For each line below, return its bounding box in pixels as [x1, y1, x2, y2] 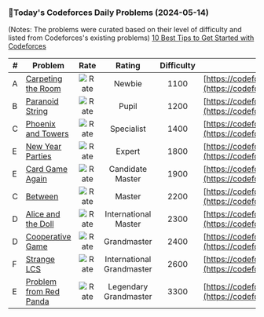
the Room [25, 83, 61, 94]
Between [25, 191, 59, 202]
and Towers [25, 129, 69, 140]
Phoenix [25, 118, 57, 129]
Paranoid [25, 96, 59, 107]
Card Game [25, 164, 68, 175]
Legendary [108, 282, 148, 293]
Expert [115, 146, 141, 157]
